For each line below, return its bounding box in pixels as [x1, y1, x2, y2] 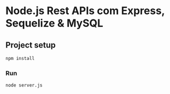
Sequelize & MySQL [5, 16, 104, 30]
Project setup [5, 40, 56, 50]
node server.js [5, 82, 43, 89]
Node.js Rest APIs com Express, [5, 4, 165, 18]
